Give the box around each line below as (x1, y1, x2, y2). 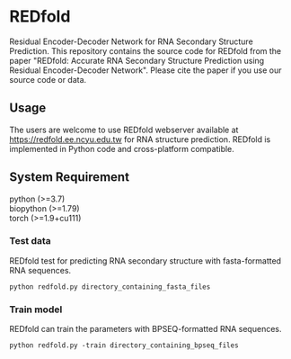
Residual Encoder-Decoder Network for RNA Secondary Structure (9, 36, 253, 47)
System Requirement (9, 169, 130, 185)
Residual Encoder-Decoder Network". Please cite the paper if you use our (9, 65, 282, 76)
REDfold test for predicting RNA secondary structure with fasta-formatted (9, 255, 281, 266)
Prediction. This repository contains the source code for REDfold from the (9, 45, 282, 56)
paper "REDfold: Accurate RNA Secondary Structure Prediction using (9, 55, 265, 66)
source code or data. (9, 74, 87, 85)
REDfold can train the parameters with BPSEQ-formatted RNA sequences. (9, 324, 282, 335)
